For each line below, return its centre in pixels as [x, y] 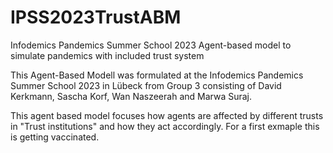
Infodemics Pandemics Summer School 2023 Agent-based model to [151, 45]
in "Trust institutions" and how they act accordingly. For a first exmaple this [165, 126]
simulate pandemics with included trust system [107, 55]
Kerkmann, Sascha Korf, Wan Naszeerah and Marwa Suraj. [131, 96]
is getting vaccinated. [55, 137]
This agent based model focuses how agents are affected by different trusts [167, 115]
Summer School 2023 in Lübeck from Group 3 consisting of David [146, 85]
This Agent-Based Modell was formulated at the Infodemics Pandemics [157, 75]
